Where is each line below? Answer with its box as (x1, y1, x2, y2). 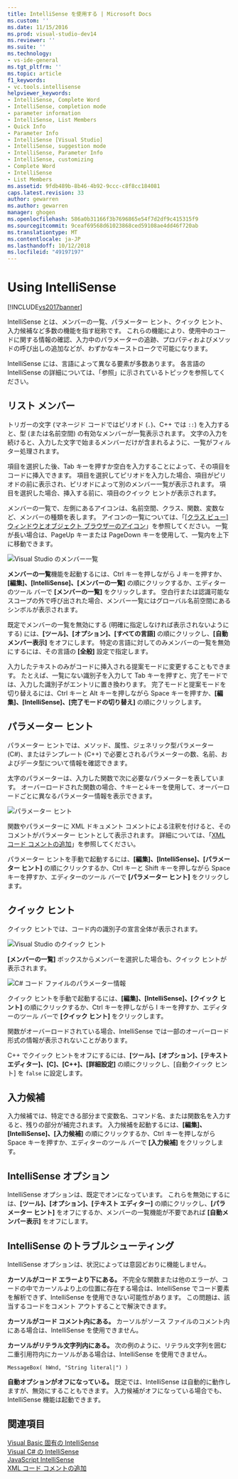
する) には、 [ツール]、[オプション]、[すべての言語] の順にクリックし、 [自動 (7, 629, 229, 638)
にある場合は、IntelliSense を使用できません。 (7, 1325, 143, 1335)
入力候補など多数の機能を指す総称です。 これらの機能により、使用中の (7, 327, 214, 335)
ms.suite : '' (7, 43, 46, 51)
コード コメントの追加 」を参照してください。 (7, 839, 140, 848)
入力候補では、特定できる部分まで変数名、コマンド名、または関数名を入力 (7, 1112, 225, 1120)
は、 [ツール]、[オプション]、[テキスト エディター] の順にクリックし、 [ (7, 1199, 213, 1208)
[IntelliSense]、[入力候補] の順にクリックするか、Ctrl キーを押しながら (7, 1130, 216, 1138)
